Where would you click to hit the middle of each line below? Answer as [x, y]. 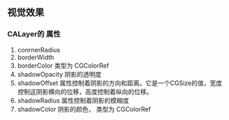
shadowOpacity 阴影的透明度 [59, 74]
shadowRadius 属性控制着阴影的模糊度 [73, 100]
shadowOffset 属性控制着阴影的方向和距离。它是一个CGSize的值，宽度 [120, 83]
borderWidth [36, 57]
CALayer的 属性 [34, 34]
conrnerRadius [39, 50]
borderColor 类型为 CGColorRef [63, 66]
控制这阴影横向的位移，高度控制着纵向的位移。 [85, 91]
